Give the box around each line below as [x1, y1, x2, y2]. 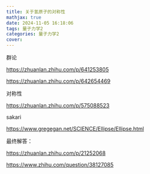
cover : [6, 37, 23, 43]
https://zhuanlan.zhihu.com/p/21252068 [6, 149, 106, 157]
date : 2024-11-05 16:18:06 [6, 20, 74, 26]
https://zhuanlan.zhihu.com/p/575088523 [6, 102, 110, 109]
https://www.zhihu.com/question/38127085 [6, 161, 114, 168]
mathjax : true [6, 14, 42, 20]
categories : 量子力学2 [6, 31, 59, 37]
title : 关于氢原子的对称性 [6, 8, 66, 15]
